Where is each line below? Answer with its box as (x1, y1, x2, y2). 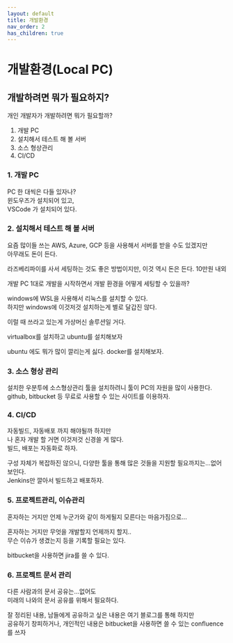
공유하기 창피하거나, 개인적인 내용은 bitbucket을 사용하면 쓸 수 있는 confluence (7, 619, 224, 628)
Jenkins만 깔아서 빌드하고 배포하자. (7, 477, 104, 485)
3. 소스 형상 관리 (7, 366, 59, 376)
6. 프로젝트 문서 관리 (7, 570, 72, 580)
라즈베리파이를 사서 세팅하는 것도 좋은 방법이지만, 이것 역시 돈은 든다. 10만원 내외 (7, 264, 227, 272)
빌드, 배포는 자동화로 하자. (7, 444, 78, 453)
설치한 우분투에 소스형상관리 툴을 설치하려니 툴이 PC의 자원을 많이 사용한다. (7, 384, 212, 392)
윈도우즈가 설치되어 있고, (7, 196, 74, 204)
